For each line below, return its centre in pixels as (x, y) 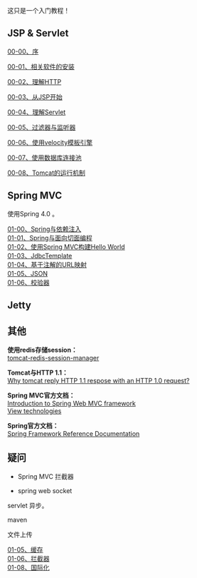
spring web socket (45, 490)
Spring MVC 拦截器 (46, 476)
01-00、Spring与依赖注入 (44, 229)
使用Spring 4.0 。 (33, 213)
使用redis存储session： (43, 350)
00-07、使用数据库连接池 (44, 157)
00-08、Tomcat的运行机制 (46, 173)
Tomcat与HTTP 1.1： (38, 372)
